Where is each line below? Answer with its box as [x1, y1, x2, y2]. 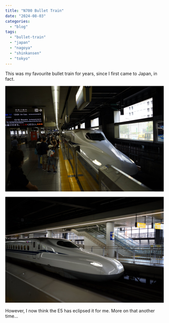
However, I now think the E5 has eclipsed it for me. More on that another [5, 307, 155, 313]
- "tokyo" [10, 56, 30, 61]
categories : [5, 19, 30, 24]
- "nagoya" [10, 45, 33, 50]
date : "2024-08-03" [5, 13, 46, 19]
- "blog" [10, 24, 28, 29]
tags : [5, 29, 17, 35]
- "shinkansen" [10, 50, 42, 55]
